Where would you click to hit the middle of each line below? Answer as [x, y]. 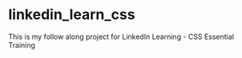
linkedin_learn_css [72, 15]
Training [22, 44]
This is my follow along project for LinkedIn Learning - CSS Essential [121, 37]
